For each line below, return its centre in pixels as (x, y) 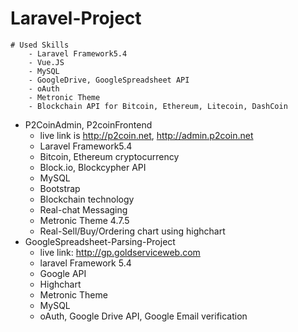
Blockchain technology (87, 199)
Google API (63, 273)
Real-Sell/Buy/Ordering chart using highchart (132, 231)
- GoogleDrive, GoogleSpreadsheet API (109, 80)
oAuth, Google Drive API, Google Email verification (143, 316)
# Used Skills (40, 45)
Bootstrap (60, 188)
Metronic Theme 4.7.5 (84, 220)
